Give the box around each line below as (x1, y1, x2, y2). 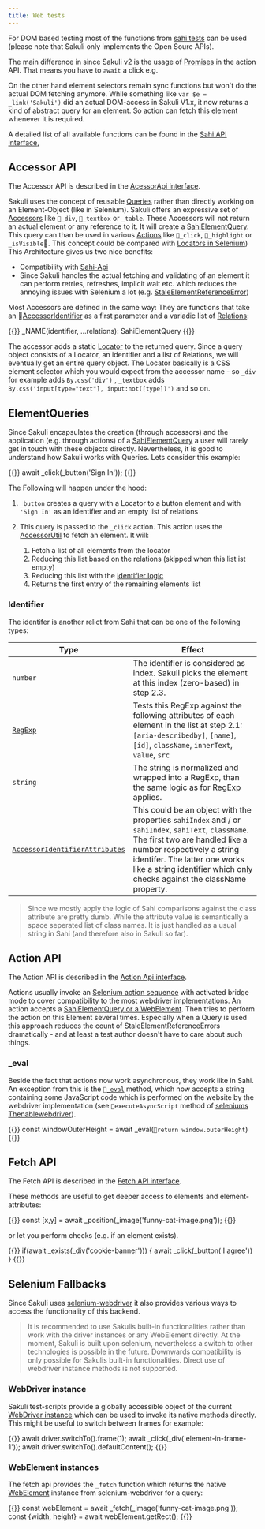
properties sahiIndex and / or (132, 814, 241, 825)
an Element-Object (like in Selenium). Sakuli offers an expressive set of (8, 205, 239, 215)
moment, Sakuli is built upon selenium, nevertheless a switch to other (27, 1339, 253, 1348)
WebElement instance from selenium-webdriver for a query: (8, 1488, 203, 1497)
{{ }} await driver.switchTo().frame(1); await (8, 1434, 146, 1443)
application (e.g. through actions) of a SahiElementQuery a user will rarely (8, 436, 248, 446)
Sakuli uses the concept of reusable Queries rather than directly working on (8, 196, 255, 206)
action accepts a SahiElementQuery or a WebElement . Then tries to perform (8, 1004, 255, 1014)
